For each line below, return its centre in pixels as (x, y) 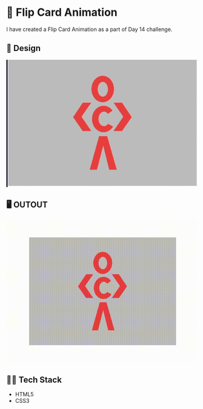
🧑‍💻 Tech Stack (34, 380)
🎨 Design (24, 48)
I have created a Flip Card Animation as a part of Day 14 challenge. (89, 29)
